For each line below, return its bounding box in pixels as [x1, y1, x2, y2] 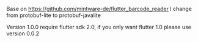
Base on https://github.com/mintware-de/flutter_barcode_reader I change [6, 5, 193, 12]
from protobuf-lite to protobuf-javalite [6, 12, 101, 19]
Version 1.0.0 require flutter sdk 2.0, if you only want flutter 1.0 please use [6, 24, 191, 30]
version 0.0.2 [6, 30, 40, 37]
